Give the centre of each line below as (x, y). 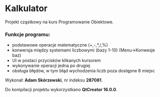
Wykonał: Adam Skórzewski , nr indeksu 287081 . (54, 80)
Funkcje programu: (28, 34)
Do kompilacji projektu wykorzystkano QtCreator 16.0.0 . (61, 90)
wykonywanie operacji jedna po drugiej (51, 65)
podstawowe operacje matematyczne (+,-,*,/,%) (60, 45)
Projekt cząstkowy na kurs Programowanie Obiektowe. (59, 22)
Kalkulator (26, 8)
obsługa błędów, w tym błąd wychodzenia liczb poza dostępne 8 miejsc (83, 71)
